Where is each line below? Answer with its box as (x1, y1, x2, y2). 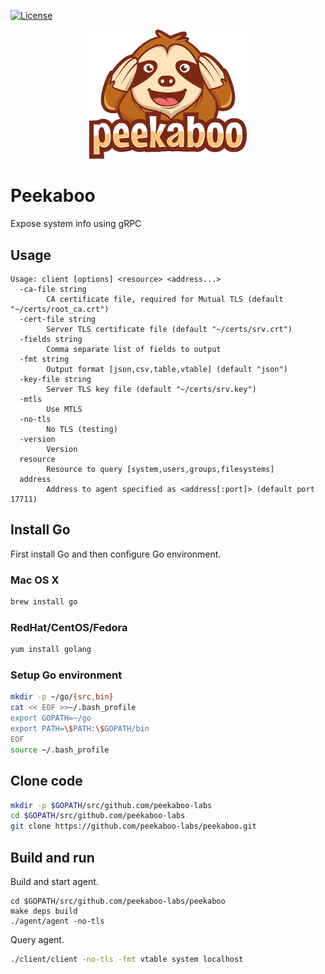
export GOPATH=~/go (10, 713, 92, 724)
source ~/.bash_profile (10, 745, 110, 755)
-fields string (19, 335, 83, 345)
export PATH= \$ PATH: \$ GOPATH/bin (10, 724, 150, 734)
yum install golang (10, 645, 92, 655)
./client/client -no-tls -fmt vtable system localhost (10, 954, 244, 964)
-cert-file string (19, 315, 97, 325)
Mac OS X (10, 573, 60, 587)
